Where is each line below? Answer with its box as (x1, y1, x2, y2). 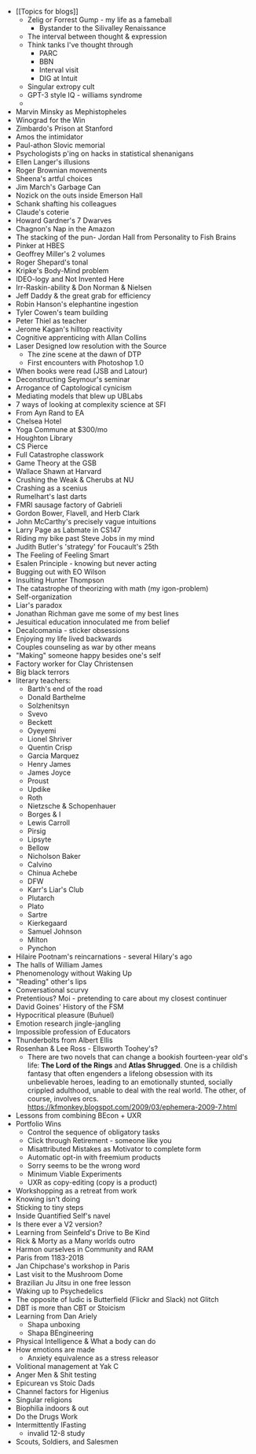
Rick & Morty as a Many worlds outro (15, 1236, 136, 1245)
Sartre (27, 910, 48, 919)
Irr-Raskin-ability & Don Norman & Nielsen (15, 283, 152, 292)
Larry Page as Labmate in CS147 (15, 525, 122, 535)
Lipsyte (27, 834, 52, 844)
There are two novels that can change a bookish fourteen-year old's (27, 1053, 249, 1061)
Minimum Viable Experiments (27, 1169, 123, 1178)
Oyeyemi (27, 726, 57, 735)
